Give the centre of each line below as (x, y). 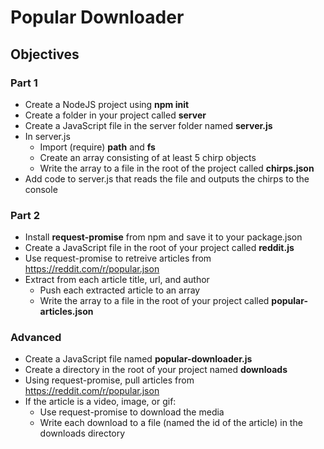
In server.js (47, 136)
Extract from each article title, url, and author (117, 280)
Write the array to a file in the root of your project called (154, 301)
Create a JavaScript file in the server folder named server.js (148, 125)
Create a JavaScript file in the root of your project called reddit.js (159, 248)
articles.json (66, 312)
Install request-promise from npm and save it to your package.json (163, 237)
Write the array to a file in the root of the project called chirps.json (177, 168)
